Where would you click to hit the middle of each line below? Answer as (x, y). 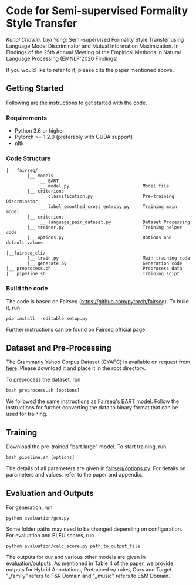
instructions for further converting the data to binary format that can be (92, 408)
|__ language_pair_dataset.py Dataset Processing (114, 222)
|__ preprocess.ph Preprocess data (94, 269)
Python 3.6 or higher (39, 131)
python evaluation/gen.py (38, 518)
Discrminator (22, 201)
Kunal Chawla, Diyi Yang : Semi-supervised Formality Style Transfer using (95, 39)
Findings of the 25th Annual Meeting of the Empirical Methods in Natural (94, 52)
